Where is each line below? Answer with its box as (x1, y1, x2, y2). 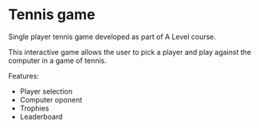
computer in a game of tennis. (8, 56, 108, 65)
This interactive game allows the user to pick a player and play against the (8, 47, 252, 56)
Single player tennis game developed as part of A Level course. (8, 32, 217, 41)
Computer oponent (19, 95, 82, 104)
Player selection (19, 86, 73, 96)
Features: (8, 71, 40, 80)
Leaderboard (19, 111, 63, 121)
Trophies (19, 103, 49, 113)
